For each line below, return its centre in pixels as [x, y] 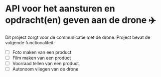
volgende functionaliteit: [30, 42]
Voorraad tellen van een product [46, 64]
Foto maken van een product [42, 52]
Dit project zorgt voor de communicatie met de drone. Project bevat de [78, 37]
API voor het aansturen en [60, 9]
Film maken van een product [42, 58]
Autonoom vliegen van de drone [45, 69]
